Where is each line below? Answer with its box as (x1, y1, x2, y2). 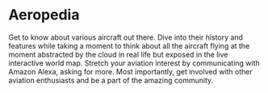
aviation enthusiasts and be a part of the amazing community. (8, 75, 214, 85)
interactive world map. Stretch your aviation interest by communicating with (8, 58, 260, 68)
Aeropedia (8, 6, 80, 24)
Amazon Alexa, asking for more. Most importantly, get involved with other (8, 66, 253, 76)
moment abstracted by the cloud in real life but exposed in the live (8, 49, 228, 59)
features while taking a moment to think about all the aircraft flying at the (8, 40, 250, 50)
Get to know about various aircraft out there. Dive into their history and (8, 32, 244, 42)
